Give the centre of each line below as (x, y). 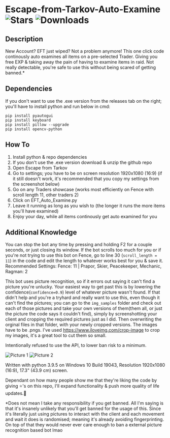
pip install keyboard (28, 120)
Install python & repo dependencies (50, 157)
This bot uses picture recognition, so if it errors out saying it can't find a (80, 281)
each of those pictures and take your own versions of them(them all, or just (84, 308)
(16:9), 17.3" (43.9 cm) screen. (37, 370)
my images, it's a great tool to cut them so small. (56, 335)
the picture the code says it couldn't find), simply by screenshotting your (81, 314)
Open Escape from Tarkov (40, 168)
